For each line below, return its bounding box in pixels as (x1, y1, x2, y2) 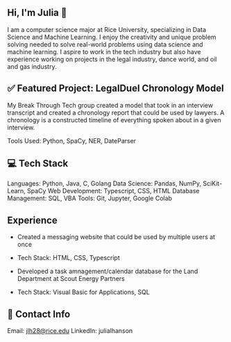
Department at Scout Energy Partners (17, 275, 125, 283)
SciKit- (203, 179, 223, 188)
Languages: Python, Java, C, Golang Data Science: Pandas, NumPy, (7, 179, 202, 188)
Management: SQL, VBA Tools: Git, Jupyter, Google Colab (7, 194, 172, 202)
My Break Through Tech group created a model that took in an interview (7, 101, 214, 109)
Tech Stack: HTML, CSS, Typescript (17, 254, 120, 262)
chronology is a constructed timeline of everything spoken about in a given (7, 115, 221, 124)
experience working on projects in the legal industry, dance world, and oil (7, 55, 217, 63)
